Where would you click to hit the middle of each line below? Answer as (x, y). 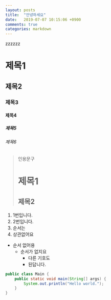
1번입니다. (23, 215)
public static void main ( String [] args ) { (60, 279)
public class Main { (27, 274)
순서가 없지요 (34, 251)
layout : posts (20, 10)
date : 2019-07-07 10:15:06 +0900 (43, 19)
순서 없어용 (24, 245)
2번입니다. (23, 221)
